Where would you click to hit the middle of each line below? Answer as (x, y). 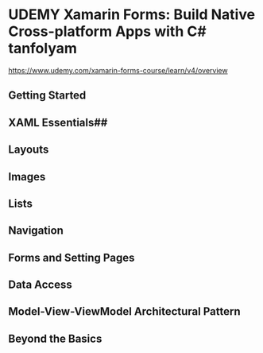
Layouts (29, 150)
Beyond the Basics (55, 338)
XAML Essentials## (58, 122)
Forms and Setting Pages (72, 257)
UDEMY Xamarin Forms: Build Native (132, 15)
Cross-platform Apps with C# (107, 31)
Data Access (41, 285)
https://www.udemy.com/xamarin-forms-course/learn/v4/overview (118, 70)
